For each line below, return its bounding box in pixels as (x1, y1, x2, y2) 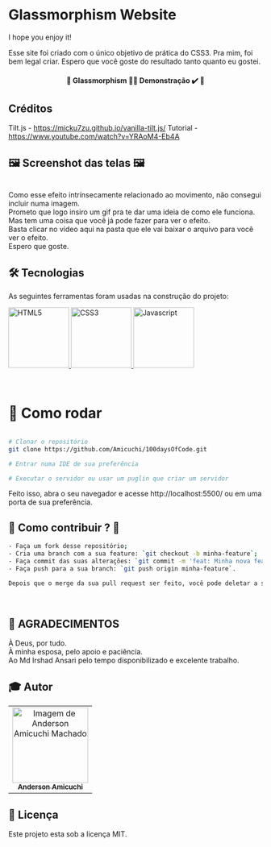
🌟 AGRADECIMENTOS (8, 617, 119, 630)
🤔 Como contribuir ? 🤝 (8, 521, 120, 534)
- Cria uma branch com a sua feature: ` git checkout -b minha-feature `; (8, 550, 258, 558)
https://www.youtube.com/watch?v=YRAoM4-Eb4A (8, 131, 180, 142)
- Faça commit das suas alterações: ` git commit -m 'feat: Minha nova (8, 557, 251, 565)
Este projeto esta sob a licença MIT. (8, 829, 127, 839)
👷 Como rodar (8, 405, 102, 422)
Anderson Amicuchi (17, 783, 83, 791)
